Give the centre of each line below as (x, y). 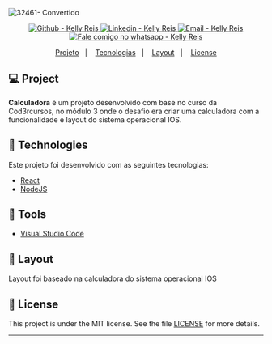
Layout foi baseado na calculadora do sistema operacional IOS (113, 278)
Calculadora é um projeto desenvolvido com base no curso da (113, 102)
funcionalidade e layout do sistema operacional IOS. (95, 119)
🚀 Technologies (48, 145)
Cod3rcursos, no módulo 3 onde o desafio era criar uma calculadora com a (134, 111)
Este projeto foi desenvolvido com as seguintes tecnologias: (108, 164)
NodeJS (34, 189)
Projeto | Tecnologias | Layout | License (136, 52)
